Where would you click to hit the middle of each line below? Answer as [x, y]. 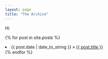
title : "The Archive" [27, 14]
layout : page [18, 10]
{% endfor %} [19, 52]
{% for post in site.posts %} [33, 38]
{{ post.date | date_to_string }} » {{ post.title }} [57, 47]
